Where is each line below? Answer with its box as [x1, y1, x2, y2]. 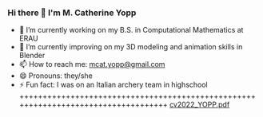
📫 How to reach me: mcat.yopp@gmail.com [18, 60, 165, 69]
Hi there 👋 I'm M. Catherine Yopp [7, 7, 137, 18]
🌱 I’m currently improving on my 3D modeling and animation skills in [18, 42, 243, 52]
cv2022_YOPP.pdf [169, 99, 230, 110]
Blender [18, 51, 46, 60]
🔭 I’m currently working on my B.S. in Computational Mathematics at [18, 25, 244, 35]
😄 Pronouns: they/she [18, 71, 93, 80]
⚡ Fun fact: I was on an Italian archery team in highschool [18, 80, 209, 90]
